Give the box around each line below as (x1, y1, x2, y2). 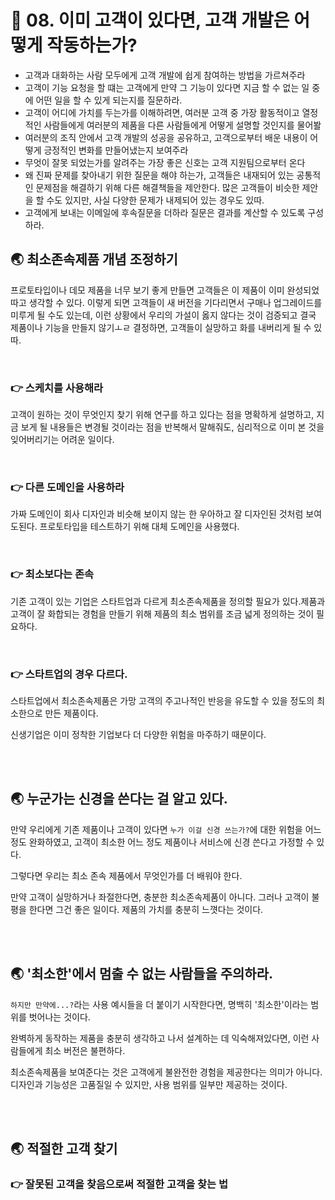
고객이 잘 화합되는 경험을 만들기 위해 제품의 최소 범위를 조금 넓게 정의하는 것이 (10, 607, 315, 620)
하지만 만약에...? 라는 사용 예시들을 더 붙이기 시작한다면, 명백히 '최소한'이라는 (10, 998, 309, 1010)
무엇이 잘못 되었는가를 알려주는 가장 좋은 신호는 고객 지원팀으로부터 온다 (24, 156, 306, 168)
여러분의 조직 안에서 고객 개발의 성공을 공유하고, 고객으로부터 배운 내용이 (24, 131, 308, 143)
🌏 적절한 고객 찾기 (10, 1140, 118, 1157)
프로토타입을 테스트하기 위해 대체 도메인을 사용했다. (39, 521, 240, 533)
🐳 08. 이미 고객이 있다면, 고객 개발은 (10, 9, 290, 32)
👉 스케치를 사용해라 (10, 381, 104, 395)
